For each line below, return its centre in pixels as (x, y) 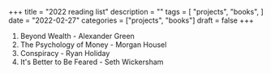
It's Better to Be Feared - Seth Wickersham (92, 62)
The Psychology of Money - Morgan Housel (93, 45)
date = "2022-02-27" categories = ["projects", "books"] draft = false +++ (131, 20)
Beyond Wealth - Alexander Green (77, 36)
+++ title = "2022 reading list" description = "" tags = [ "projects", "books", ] (136, 12)
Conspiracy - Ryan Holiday (65, 53)
